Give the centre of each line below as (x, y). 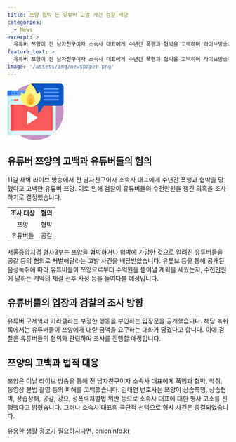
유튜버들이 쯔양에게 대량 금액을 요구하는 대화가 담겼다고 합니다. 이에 (124, 330)
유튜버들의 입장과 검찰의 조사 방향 (76, 303)
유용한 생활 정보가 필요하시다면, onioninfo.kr (68, 431)
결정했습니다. (44, 197)
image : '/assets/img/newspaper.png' (61, 67)
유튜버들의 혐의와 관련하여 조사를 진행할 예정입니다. (91, 339)
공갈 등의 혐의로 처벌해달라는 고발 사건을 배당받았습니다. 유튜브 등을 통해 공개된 (116, 261)
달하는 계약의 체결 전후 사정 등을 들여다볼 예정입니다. (87, 279)
